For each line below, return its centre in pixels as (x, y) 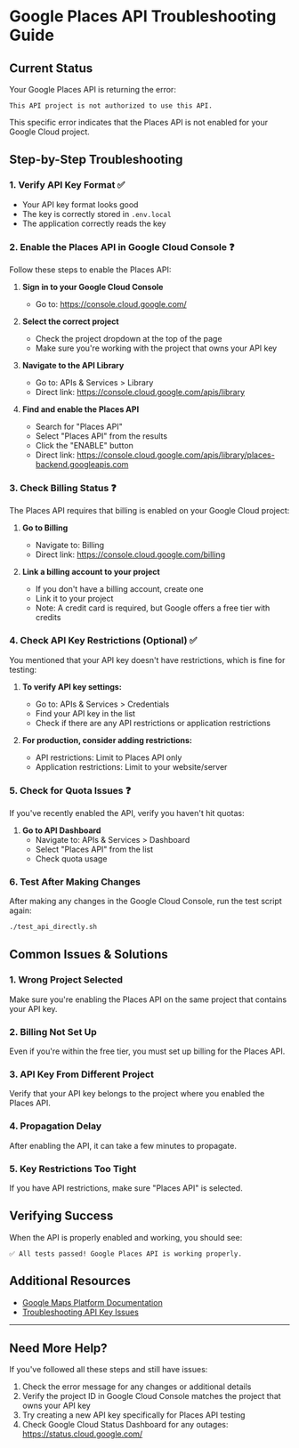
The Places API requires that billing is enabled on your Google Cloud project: (149, 511)
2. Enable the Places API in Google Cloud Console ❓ (122, 247)
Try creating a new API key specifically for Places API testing (133, 1415)
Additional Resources (70, 1281)
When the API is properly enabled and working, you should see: (126, 1237)
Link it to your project (74, 599)
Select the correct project (70, 321)
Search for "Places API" (79, 426)
